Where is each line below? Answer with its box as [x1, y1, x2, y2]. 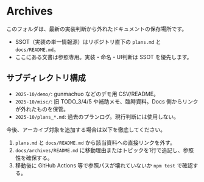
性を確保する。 [15, 154, 53, 161]
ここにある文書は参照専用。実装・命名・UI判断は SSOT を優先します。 [15, 53, 192, 60]
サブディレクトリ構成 [6, 73, 86, 83]
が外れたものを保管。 [15, 105, 69, 113]
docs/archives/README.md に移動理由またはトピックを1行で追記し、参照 [15, 146, 194, 153]
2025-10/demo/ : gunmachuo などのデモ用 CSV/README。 [15, 90, 160, 97]
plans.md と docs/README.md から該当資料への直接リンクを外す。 [15, 139, 175, 146]
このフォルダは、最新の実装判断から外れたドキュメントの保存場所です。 [6, 25, 188, 32]
